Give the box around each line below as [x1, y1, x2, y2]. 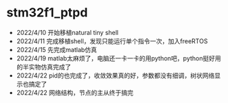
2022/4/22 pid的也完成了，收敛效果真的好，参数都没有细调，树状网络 [16, 71, 215, 80]
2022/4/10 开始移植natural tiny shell [16, 28, 118, 36]
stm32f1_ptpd [6, 5, 88, 21]
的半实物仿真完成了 [16, 62, 72, 71]
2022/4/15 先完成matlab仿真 [16, 45, 97, 54]
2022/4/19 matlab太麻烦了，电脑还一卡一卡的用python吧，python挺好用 [16, 54, 222, 62]
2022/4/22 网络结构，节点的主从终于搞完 [16, 88, 134, 97]
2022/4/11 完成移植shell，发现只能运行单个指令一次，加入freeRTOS [16, 36, 208, 45]
